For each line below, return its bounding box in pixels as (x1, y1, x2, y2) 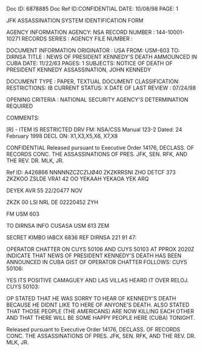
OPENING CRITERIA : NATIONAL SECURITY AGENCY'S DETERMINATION (6, 96, 189, 103)
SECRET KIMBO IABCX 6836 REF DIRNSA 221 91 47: (6, 234, 137, 241)
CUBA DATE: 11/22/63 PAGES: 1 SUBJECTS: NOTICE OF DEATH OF (6, 60, 173, 67)
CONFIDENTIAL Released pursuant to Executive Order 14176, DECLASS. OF (6, 144, 195, 151)
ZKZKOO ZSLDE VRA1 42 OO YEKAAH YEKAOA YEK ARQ (6, 175, 149, 182)
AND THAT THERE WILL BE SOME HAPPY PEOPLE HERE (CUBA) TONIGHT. (6, 314, 195, 321)
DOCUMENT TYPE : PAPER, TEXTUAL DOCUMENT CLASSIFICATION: (6, 78, 180, 85)
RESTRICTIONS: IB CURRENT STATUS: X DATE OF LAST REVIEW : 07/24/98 (6, 84, 196, 91)
